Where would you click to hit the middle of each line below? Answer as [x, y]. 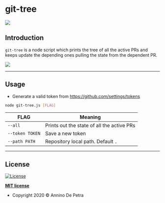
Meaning [90, 117]
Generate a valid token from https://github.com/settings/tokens [76, 96]
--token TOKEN [24, 134]
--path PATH [22, 142]
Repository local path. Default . [81, 141]
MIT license [17, 186]
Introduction [25, 38]
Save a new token [65, 134]
